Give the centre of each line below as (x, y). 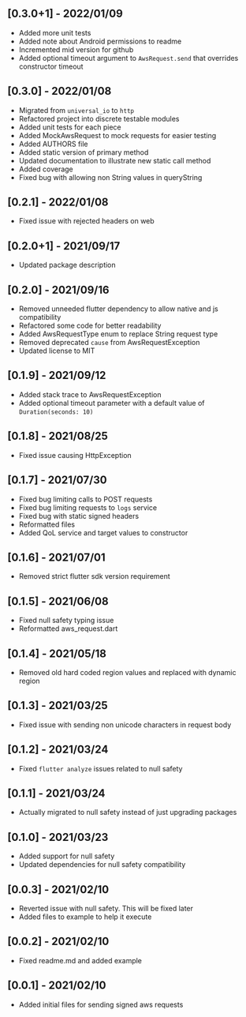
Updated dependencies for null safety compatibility (102, 865)
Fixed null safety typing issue (66, 621)
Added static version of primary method (84, 152)
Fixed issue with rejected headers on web (86, 221)
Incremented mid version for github (76, 49)
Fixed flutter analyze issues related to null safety (101, 768)
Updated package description (67, 265)
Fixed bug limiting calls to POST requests (86, 499)
